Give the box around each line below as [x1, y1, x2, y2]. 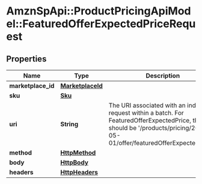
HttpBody [60, 158, 89, 167]
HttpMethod [60, 149, 96, 157]
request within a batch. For [108, 109, 185, 117]
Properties [6, 54, 47, 64]
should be [108, 124, 137, 132]
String [60, 120, 79, 128]
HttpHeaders [60, 168, 98, 176]
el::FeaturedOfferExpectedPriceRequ [6, 17, 196, 31]
